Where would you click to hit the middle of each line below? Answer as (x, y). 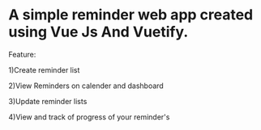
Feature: (22, 54)
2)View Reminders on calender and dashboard (86, 86)
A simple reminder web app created (131, 15)
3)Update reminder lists (48, 101)
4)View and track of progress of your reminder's (89, 117)
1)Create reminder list (44, 69)
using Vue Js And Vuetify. (98, 32)
